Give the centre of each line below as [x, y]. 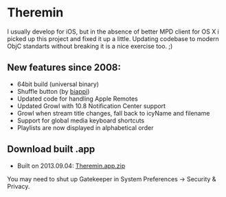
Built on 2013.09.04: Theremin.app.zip [71, 166]
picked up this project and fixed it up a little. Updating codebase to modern [113, 38]
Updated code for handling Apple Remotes [78, 98]
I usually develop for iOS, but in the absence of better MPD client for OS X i [113, 31]
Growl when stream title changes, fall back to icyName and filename [113, 113]
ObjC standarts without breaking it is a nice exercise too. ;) [90, 46]
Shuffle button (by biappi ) [53, 91]
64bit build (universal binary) [58, 84]
